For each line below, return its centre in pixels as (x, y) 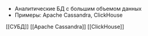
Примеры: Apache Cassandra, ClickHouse (68, 15)
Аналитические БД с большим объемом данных (78, 9)
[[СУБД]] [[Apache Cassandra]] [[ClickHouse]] (65, 27)
